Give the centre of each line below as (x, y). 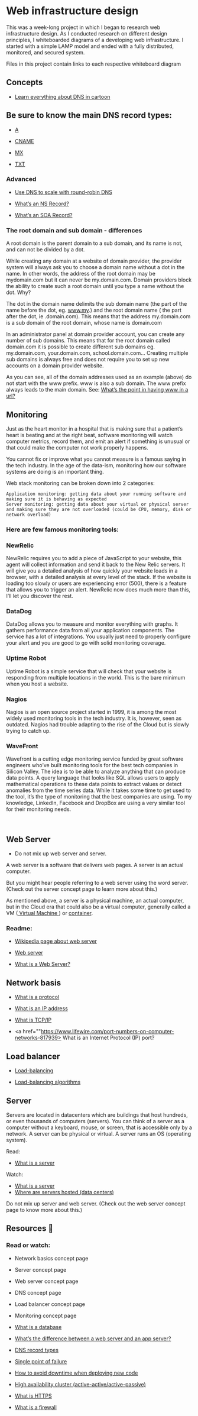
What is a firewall (36, 1407)
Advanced (21, 179)
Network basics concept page (51, 1258)
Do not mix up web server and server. (61, 854)
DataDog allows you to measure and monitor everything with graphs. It (92, 624)
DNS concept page (38, 1292)
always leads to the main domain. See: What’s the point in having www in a (97, 390)
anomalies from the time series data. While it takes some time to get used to (98, 790)
